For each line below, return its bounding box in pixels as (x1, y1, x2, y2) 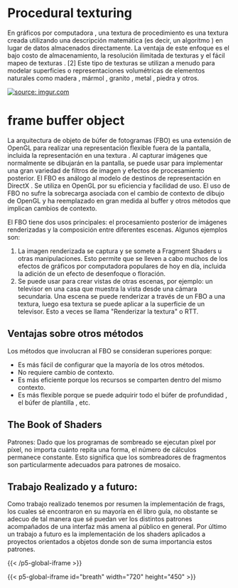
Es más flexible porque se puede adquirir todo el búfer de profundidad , (17, 390, 227, 399)
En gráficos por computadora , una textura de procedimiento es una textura (7, 28, 229, 37)
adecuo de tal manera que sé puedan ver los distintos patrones (7, 515, 193, 523)
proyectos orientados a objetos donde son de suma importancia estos (7, 538, 212, 546)
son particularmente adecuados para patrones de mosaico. (7, 460, 181, 469)
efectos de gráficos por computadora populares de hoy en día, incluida (17, 262, 226, 270)
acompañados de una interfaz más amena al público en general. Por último (7, 523, 227, 531)
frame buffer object (7, 112, 125, 129)
